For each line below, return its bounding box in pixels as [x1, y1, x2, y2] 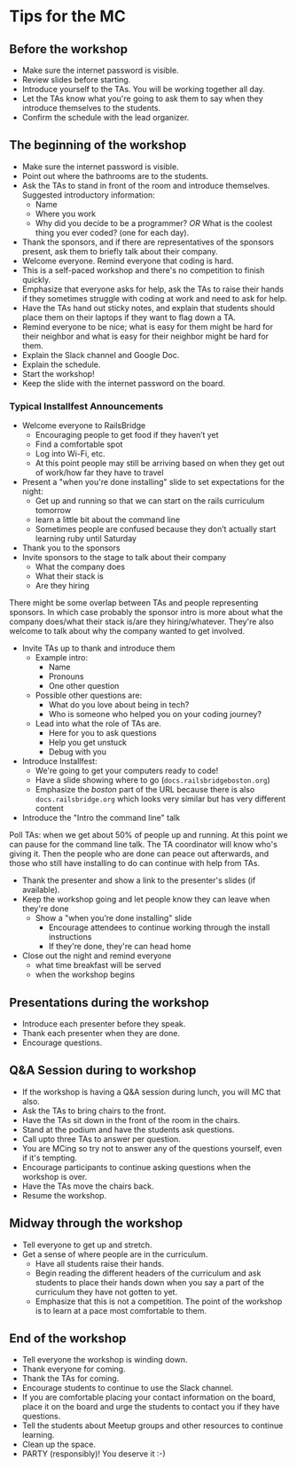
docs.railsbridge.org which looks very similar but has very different [35, 793, 286, 804]
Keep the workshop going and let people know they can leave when [21, 894, 270, 905]
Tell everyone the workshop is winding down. [21, 1355, 188, 1365]
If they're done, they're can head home [48, 941, 191, 952]
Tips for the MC [9, 6, 126, 27]
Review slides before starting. [21, 74, 131, 85]
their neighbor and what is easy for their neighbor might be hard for [21, 331, 269, 341]
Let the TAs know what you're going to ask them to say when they [21, 93, 263, 104]
